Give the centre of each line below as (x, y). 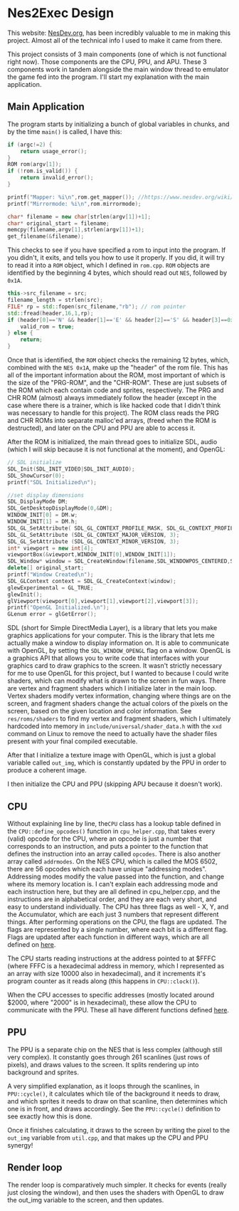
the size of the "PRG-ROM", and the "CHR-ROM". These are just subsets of (117, 383)
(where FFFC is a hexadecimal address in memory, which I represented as (116, 965)
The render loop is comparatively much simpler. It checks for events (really (117, 1185)
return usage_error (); (54, 151)
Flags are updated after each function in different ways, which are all (108, 937)
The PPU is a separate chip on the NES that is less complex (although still (115, 1049)
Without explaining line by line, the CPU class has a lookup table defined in (114, 823)
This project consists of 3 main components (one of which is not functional (117, 54)
